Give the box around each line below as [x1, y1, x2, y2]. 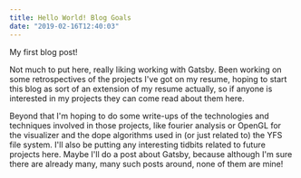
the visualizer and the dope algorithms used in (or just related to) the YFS [9, 129, 283, 140]
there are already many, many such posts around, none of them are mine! [9, 158, 284, 169]
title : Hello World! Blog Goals [9, 13, 131, 23]
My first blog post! [9, 46, 79, 57]
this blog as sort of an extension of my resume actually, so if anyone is [9, 83, 273, 94]
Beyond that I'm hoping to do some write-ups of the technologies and [9, 110, 269, 121]
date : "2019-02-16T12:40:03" [9, 22, 120, 31]
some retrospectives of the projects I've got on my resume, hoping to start [9, 73, 287, 84]
